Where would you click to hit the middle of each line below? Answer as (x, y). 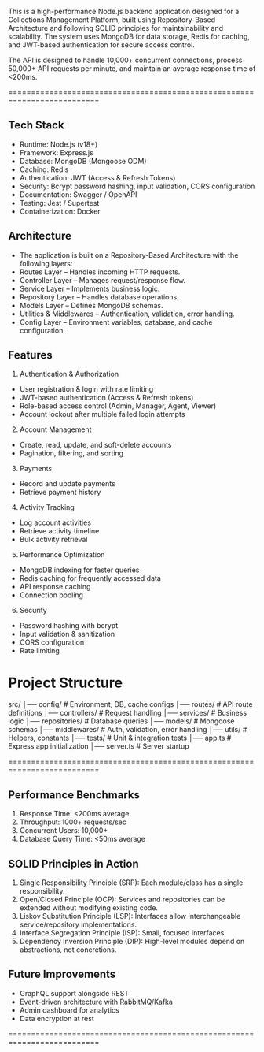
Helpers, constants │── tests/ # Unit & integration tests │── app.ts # (120, 738)
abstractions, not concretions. (68, 950)
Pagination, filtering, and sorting (71, 453)
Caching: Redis (44, 169)
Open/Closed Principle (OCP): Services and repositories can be (122, 899)
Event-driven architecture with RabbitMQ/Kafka (96, 1002)
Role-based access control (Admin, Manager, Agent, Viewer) (118, 406)
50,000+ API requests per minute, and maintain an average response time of (132, 69)
